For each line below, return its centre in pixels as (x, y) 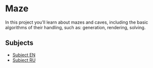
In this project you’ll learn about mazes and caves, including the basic (77, 22)
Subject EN (24, 55)
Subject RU (24, 60)
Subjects (19, 43)
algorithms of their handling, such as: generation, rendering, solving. (76, 27)
